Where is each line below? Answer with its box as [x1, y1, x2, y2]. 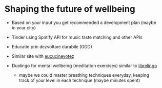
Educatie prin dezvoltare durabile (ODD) [11, 44, 92, 49]
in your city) [11, 24, 36, 30]
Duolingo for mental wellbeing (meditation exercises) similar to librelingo [11, 63, 157, 68]
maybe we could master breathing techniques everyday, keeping [19, 72, 149, 78]
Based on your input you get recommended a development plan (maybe [11, 20, 157, 25]
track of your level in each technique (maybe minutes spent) [19, 77, 140, 83]
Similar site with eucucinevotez [11, 53, 74, 59]
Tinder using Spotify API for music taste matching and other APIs [11, 34, 142, 40]
